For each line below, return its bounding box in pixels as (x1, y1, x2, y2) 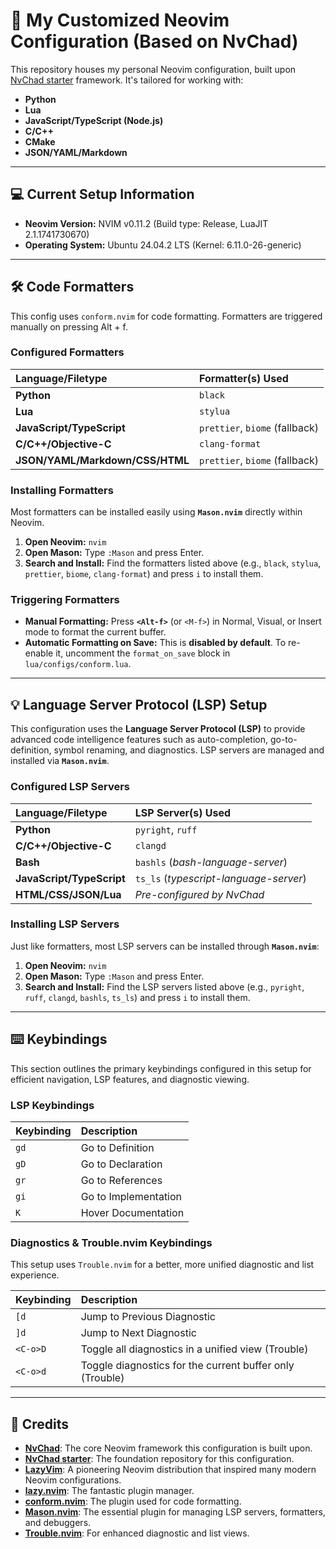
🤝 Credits (10, 1415, 70, 1433)
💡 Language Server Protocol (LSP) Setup (10, 696, 268, 713)
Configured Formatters (10, 345, 125, 359)
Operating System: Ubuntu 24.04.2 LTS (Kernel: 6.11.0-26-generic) (24, 239, 302, 251)
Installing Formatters (10, 483, 114, 497)
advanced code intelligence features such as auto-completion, (10, 734, 268, 746)
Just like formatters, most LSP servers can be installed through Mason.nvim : (10, 940, 320, 952)
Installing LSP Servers (10, 917, 120, 931)
